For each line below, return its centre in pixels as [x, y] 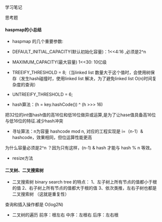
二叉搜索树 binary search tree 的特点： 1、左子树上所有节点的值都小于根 [84, 182]
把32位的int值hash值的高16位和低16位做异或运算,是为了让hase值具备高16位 [81, 115]
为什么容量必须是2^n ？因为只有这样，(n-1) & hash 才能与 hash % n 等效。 [80, 148]
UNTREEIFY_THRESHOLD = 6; [42, 95]
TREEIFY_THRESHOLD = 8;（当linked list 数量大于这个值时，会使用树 [81, 73]
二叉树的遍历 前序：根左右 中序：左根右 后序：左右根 [65, 215]
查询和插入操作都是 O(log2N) [34, 204]
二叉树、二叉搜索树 [24, 170]
